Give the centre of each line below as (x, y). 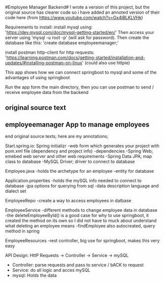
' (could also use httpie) (106, 63)
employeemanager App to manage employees (77, 124)
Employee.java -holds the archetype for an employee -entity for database (80, 171)
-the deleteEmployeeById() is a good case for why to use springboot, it (77, 216)
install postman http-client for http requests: (50, 52)
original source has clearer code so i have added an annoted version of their (82, 12)
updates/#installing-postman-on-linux (44, 63)
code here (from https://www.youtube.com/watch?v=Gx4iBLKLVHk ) (74, 17)
